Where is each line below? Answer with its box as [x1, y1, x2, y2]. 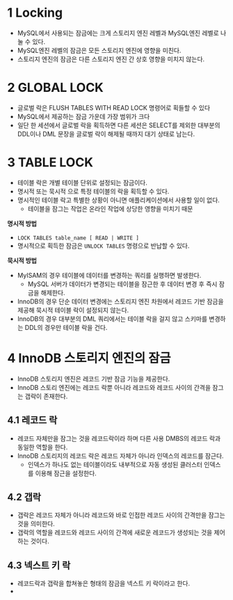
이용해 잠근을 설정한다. [35, 468, 97, 477]
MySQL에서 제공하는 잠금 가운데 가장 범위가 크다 [17, 112, 150, 120]
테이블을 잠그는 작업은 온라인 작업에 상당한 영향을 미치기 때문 [27, 204, 193, 213]
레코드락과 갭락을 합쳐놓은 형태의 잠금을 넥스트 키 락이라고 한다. [17, 579, 190, 587]
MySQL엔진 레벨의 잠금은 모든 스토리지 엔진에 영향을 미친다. [17, 46, 182, 54]
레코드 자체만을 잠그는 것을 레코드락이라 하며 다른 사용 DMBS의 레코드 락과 [17, 434, 221, 443]
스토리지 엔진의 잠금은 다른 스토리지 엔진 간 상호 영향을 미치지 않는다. [17, 54, 205, 63]
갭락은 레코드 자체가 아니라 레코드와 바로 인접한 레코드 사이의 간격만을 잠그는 [17, 511, 226, 519]
